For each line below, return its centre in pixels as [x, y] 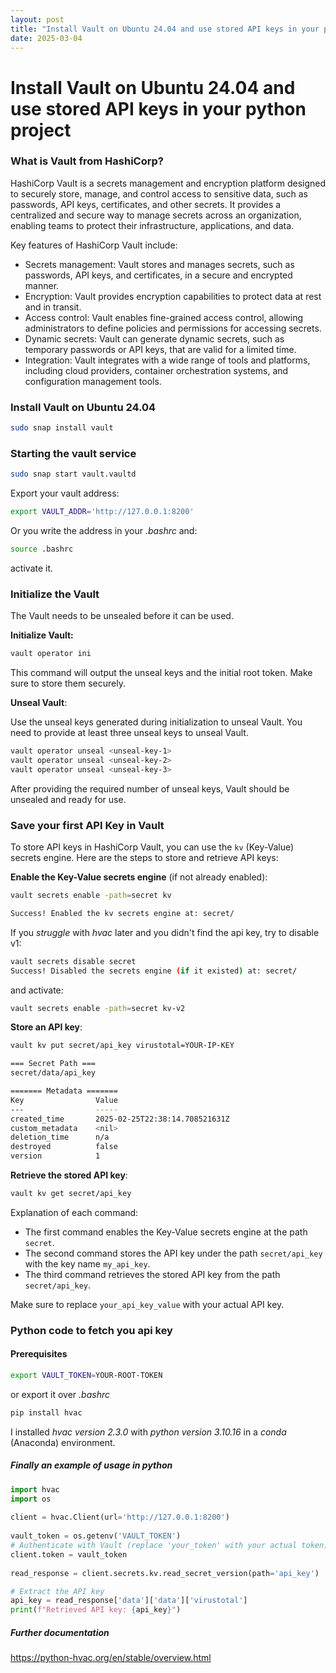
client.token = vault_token [69, 1554]
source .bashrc [42, 549]
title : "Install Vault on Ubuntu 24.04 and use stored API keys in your [165, 29]
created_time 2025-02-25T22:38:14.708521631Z [120, 1119]
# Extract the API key [57, 1591]
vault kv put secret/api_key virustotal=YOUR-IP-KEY [122, 1046]
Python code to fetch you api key [91, 1330]
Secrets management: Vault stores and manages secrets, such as [159, 264]
